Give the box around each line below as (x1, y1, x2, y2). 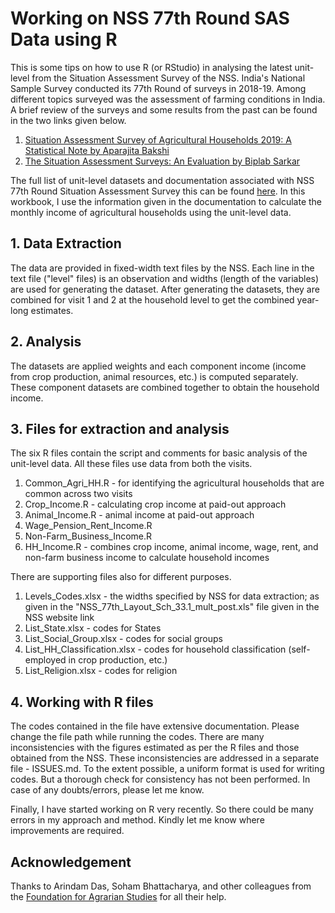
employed (24, 654, 67, 666)
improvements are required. (10, 825, 125, 837)
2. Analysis (10, 333, 82, 351)
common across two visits (24, 488, 133, 500)
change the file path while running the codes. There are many (10, 731, 265, 743)
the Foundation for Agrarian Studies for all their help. (10, 891, 227, 902)
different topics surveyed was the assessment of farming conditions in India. (10, 93, 326, 105)
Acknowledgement (10, 853, 132, 871)
